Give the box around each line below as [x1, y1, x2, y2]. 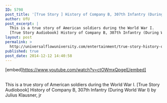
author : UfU [5, 16, 30, 21]
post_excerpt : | [5, 21, 39, 26]
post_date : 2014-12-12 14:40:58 [5, 53, 72, 58]
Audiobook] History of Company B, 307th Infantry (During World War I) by [5, 87, 157, 93]
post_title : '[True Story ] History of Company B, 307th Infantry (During [5, 12, 164, 17]
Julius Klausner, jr [5, 92, 42, 98]
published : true [5, 49, 39, 53]
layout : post [5, 35, 32, 40]
